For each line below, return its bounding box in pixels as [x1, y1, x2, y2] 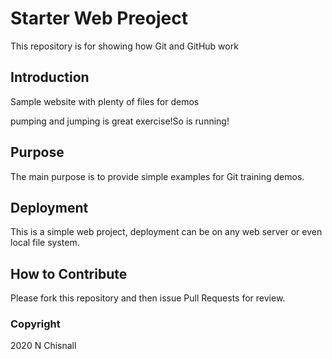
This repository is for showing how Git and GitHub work [10, 40, 239, 52]
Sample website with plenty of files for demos [10, 95, 200, 107]
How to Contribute [10, 265, 128, 282]
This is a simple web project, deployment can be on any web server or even [10, 226, 323, 238]
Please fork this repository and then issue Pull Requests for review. [10, 292, 286, 304]
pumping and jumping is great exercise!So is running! [10, 115, 230, 127]
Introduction [10, 69, 90, 86]
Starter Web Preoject [10, 7, 188, 30]
